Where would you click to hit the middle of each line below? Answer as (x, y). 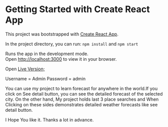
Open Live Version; (25, 69)
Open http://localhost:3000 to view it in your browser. (61, 59)
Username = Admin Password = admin (46, 78)
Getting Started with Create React (78, 9)
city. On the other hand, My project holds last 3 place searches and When (82, 99)
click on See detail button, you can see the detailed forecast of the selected (84, 94)
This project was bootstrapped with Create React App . (62, 34)
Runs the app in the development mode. (47, 54)
